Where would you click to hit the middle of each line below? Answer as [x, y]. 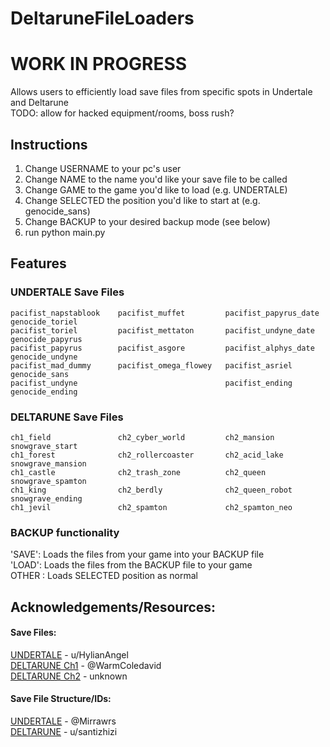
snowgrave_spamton [48, 481]
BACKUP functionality [65, 532]
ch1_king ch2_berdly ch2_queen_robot [151, 490]
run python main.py [65, 232]
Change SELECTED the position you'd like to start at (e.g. [142, 200]
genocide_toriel [44, 322]
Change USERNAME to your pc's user [103, 168]
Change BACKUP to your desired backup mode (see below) [147, 221]
